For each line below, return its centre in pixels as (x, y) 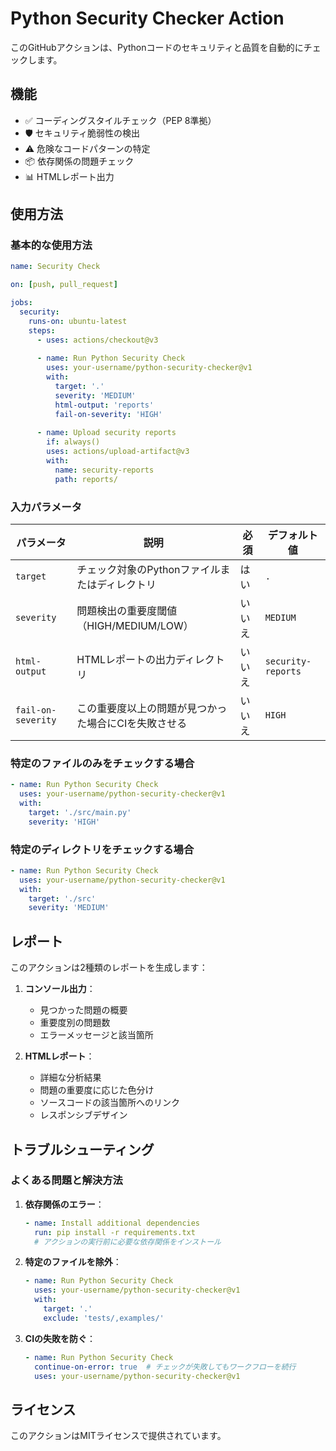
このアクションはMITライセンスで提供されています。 (118, 1436)
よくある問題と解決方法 (66, 1180)
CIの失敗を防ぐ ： (60, 1338)
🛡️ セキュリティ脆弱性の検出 (82, 133)
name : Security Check (55, 267)
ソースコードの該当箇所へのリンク (109, 1103)
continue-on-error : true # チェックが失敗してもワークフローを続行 (165, 1367)
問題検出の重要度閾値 (127, 610)
